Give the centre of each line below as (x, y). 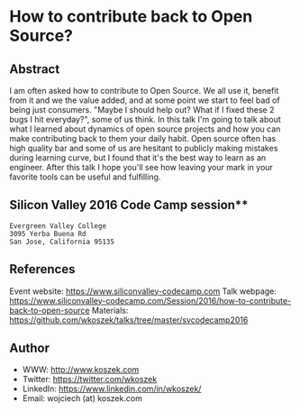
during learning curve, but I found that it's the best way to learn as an (138, 158)
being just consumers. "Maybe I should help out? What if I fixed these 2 (142, 110)
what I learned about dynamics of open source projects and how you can (145, 129)
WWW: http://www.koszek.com (81, 370)
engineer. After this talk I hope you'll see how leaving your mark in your (141, 167)
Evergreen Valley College (58, 226)
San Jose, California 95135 (62, 242)
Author (29, 348)
